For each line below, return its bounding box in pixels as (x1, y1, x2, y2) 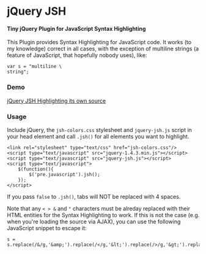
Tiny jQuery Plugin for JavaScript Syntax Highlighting (7, 25, 146, 32)
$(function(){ (18, 166, 54, 172)
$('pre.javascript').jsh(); (29, 171, 100, 177)
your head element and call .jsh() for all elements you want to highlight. (7, 133, 189, 140)
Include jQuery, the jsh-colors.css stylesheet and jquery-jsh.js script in (7, 126, 192, 133)
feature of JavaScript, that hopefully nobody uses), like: (7, 52, 147, 59)
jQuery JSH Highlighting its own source (7, 97, 106, 104)
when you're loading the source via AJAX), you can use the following (7, 218, 181, 225)
